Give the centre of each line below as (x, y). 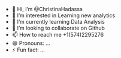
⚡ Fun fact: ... (28, 50)
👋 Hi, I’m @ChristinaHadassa (47, 9)
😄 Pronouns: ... (31, 43)
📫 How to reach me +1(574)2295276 (58, 35)
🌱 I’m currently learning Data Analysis (58, 22)
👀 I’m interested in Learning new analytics (63, 15)
